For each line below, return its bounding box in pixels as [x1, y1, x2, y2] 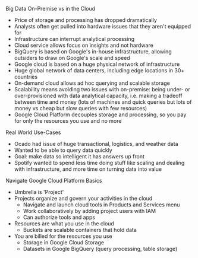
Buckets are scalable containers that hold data [23, 227, 137, 233]
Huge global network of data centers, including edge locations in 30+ [14, 67, 185, 74]
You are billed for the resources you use [14, 232, 112, 240]
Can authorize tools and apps [23, 214, 96, 221]
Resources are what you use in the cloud [14, 220, 114, 227]
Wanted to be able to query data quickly [14, 146, 112, 154]
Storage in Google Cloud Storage [23, 239, 105, 246]
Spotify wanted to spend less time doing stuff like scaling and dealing [14, 160, 185, 166]
